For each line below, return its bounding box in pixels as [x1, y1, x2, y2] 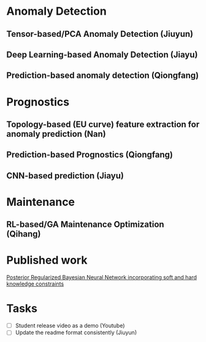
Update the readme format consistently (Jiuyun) [15, 329, 137, 336]
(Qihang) [6, 229, 41, 240]
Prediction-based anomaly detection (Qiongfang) [6, 70, 199, 81]
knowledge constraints [6, 280, 64, 287]
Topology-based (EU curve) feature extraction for [6, 119, 200, 129]
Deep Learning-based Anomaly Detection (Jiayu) [6, 49, 198, 59]
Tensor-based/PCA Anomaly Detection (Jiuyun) [6, 29, 194, 39]
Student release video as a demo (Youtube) [15, 322, 125, 329]
